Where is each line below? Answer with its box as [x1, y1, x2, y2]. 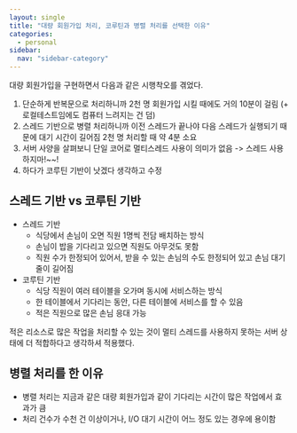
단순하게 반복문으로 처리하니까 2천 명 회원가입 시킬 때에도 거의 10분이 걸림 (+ [21, 98, 289, 109]
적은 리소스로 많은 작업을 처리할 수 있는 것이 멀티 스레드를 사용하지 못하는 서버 [9, 326, 279, 337]
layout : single [9, 12, 66, 22]
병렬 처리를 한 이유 [9, 366, 104, 382]
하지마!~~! [21, 154, 59, 164]
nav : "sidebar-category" [17, 54, 109, 63]
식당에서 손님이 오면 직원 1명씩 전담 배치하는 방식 [35, 230, 205, 240]
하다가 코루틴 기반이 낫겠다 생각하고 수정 [21, 165, 162, 176]
